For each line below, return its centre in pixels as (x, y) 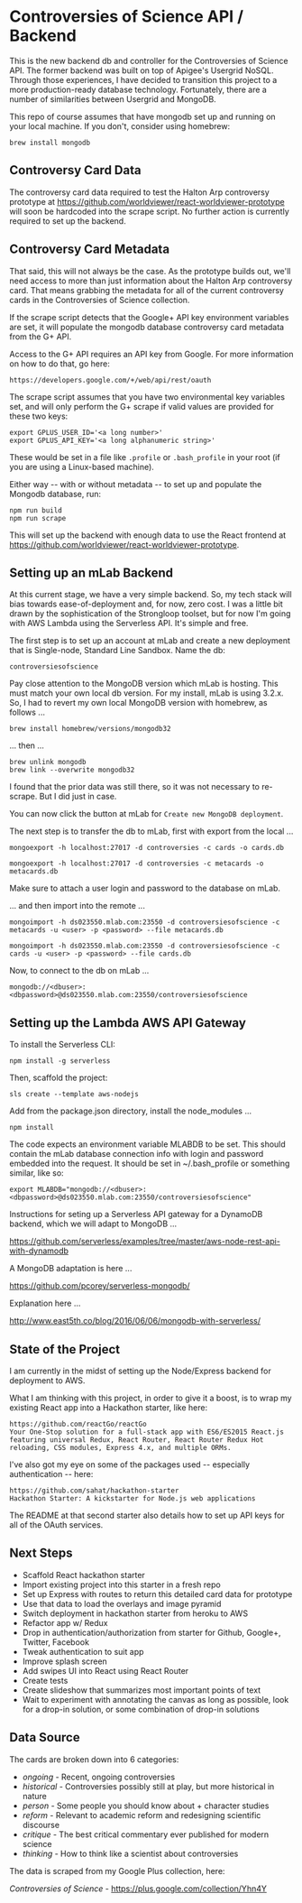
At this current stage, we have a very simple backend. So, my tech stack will (151, 595)
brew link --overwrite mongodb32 (72, 770)
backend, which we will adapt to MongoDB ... (93, 1224)
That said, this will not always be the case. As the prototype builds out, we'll (150, 271)
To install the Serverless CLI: (62, 1045)
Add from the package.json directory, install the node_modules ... (131, 1111)
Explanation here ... (45, 1303)
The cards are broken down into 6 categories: (94, 1759)
